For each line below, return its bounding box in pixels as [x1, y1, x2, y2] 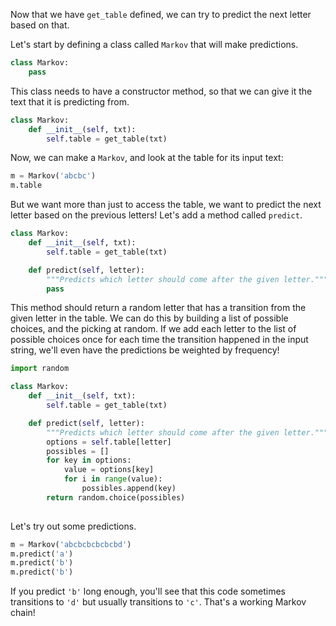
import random [10, 364, 70, 374]
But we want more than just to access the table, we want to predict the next [10, 199, 322, 211]
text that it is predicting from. [10, 95, 130, 108]
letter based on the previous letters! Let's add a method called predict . [10, 209, 303, 221]
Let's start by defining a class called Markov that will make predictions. [10, 39, 299, 50]
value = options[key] [63, 465, 155, 475]
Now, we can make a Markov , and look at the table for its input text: [10, 152, 284, 164]
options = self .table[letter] [46, 437, 172, 447]
